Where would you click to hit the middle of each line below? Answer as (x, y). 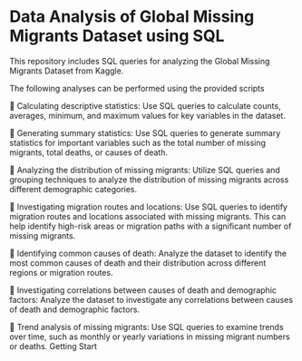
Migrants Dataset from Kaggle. (67, 71)
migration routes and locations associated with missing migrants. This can (148, 216)
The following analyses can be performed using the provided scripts (137, 88)
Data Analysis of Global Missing (132, 17)
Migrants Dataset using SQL (117, 36)
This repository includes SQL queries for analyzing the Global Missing (140, 61)
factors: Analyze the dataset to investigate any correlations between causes (151, 299)
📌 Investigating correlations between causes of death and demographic (143, 290)
